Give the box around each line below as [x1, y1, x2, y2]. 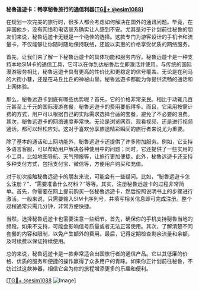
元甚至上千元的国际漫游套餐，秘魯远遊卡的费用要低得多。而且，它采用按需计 [6, 103, 193, 110]
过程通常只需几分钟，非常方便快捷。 [6, 203, 95, 210]
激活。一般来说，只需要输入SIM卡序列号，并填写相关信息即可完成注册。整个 [6, 196, 192, 202]
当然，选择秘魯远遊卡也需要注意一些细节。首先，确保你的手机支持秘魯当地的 [6, 215, 193, 222]
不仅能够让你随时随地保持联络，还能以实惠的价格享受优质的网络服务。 [21, 41, 193, 48]
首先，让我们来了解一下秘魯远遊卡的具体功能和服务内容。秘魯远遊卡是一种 [6, 53, 188, 60]
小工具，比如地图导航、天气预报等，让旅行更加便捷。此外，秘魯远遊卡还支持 [6, 153, 193, 160]
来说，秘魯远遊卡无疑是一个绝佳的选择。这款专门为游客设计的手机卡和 [16, 33, 188, 40]
